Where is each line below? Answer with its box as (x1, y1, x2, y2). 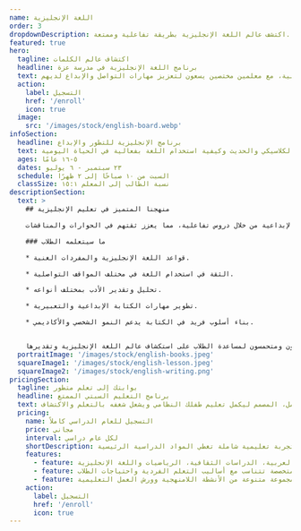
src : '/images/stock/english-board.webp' (25, 122, 182, 131)
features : (25, 450, 63, 459)
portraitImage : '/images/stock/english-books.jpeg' (17, 350, 215, 359)
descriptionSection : (9, 188, 87, 197)
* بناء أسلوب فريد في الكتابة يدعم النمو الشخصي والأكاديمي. (25, 318, 254, 327)
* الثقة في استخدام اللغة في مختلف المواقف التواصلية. (25, 270, 235, 278)
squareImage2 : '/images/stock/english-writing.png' (17, 366, 215, 376)
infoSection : (9, 130, 58, 139)
